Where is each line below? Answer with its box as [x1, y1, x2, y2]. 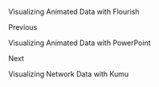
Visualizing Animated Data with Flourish [8, 7, 140, 16]
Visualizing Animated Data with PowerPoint [8, 38, 151, 48]
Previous [8, 23, 38, 31]
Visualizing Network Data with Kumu [8, 69, 129, 79]
